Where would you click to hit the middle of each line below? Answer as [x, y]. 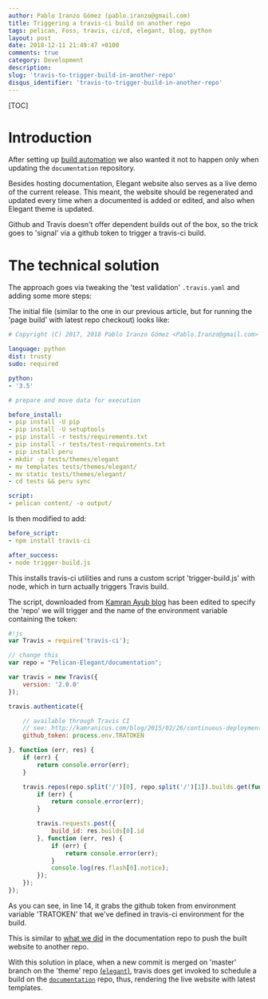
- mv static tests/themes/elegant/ [67, 474]
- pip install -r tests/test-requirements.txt [87, 444]
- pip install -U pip [44, 422]
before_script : [33, 533]
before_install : [35, 415]
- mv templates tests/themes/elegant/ [73, 467]
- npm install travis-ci [49, 540]
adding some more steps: [50, 296]
